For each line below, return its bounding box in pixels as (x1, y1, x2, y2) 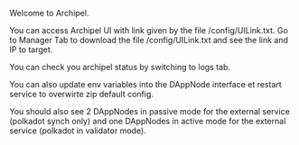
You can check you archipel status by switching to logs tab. (9, 62, 231, 72)
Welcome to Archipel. (9, 8, 89, 18)
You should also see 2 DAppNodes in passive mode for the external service (9, 106, 291, 116)
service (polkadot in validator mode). (9, 125, 146, 136)
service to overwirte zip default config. (9, 89, 154, 99)
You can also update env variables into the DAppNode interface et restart (9, 79, 282, 89)
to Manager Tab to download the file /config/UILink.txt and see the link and (9, 35, 289, 45)
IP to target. (9, 44, 53, 55)
